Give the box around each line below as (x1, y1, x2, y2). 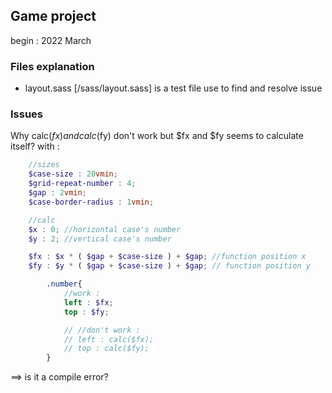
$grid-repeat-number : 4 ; (28, 179, 137, 189)
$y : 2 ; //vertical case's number (28, 234, 172, 244)
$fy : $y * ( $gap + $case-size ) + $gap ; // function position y (28, 261, 311, 271)
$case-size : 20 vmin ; (28, 169, 118, 179)
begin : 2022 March (10, 34, 92, 46)
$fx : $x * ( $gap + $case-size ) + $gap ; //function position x (28, 252, 307, 262)
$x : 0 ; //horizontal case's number (28, 224, 182, 234)
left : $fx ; (63, 297, 114, 308)
